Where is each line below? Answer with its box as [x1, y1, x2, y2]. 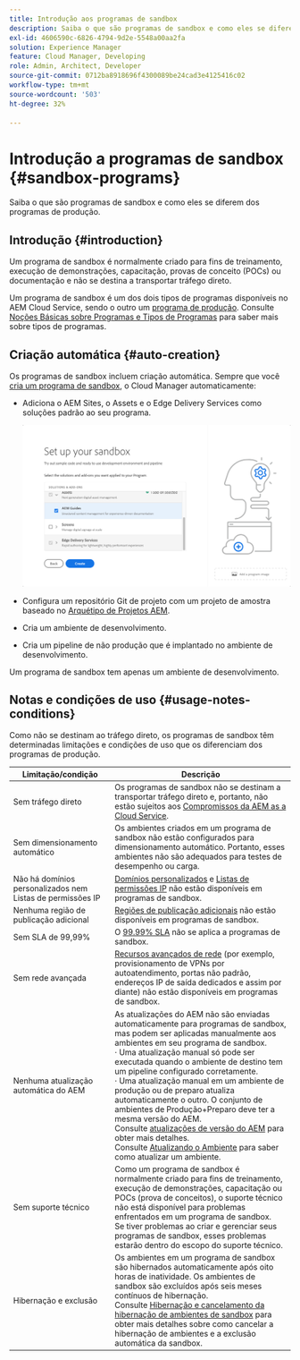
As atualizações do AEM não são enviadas [114, 1008, 271, 1019]
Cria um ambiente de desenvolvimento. [21, 622, 167, 633]
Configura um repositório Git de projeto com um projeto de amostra [21, 595, 271, 606]
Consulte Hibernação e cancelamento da [114, 1300, 265, 1311]
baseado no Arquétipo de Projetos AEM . [21, 605, 171, 616]
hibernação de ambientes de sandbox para [114, 1309, 272, 1320]
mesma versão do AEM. [114, 1113, 203, 1124]
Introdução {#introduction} [9, 233, 163, 248]
